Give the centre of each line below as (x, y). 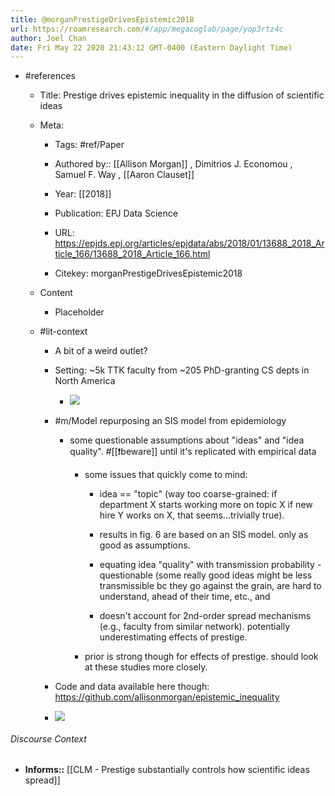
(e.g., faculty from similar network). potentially (195, 627)
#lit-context (63, 332)
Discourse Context (48, 738)
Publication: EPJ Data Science (116, 213)
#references (50, 76)
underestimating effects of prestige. (173, 637)
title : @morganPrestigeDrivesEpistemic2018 (102, 19)
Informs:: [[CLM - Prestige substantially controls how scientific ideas (167, 770)
